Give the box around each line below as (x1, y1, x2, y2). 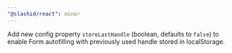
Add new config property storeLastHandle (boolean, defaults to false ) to (7, 30, 219, 38)
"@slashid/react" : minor (7, 10, 81, 18)
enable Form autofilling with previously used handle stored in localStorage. (7, 37, 225, 46)
